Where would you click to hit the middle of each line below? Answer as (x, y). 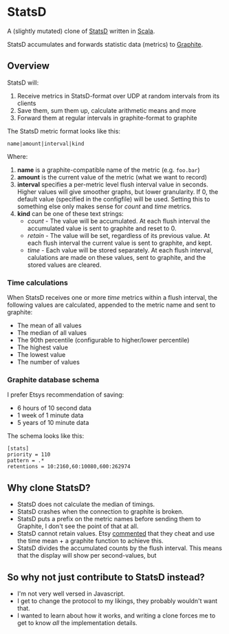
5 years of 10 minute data (53, 423)
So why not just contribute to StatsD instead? (106, 577)
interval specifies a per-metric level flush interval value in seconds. (112, 184)
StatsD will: (23, 83)
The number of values (48, 362)
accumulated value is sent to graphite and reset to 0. (102, 228)
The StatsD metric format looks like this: (64, 131)
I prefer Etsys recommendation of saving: (66, 395)
